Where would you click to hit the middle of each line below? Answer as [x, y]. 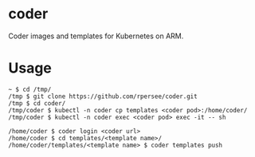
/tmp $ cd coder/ [37, 103]
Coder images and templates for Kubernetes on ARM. [96, 36]
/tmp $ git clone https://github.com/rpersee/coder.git [103, 96]
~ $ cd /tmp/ [30, 89]
